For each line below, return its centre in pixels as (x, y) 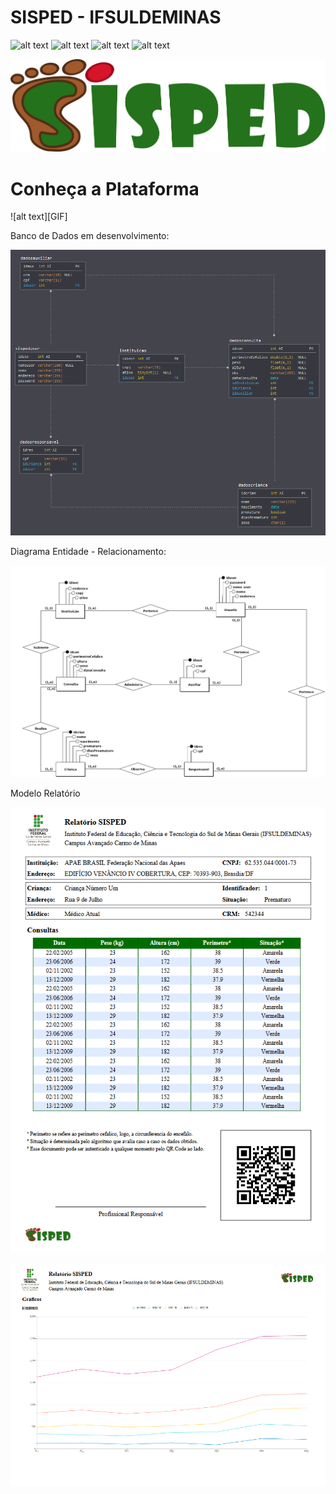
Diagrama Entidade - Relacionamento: (88, 552)
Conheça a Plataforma (105, 188)
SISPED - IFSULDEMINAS (116, 17)
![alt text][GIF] (39, 217)
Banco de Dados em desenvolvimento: (90, 236)
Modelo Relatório (45, 793)
